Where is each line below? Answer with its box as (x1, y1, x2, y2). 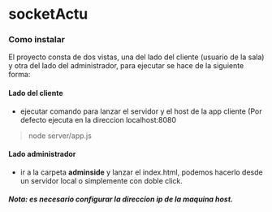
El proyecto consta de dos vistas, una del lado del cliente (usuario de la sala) (8, 52, 265, 62)
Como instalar (8, 34, 65, 45)
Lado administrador (8, 149, 76, 159)
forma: (8, 70, 31, 80)
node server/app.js (28, 131, 92, 141)
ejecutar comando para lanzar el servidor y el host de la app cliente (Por (19, 106, 262, 116)
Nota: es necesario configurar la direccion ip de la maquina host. (8, 194, 234, 204)
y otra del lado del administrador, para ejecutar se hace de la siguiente (8, 61, 244, 71)
